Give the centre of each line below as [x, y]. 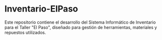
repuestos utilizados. [25, 32]
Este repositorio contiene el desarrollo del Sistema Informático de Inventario [80, 22]
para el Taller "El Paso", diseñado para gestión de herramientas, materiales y [81, 27]
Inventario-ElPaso [41, 9]
